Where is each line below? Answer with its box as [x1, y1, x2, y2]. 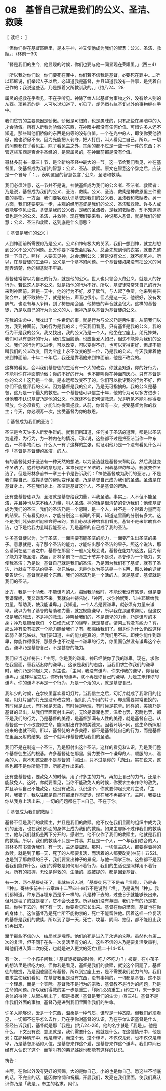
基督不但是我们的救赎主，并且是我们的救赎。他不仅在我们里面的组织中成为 [5, 819, 157, 825]
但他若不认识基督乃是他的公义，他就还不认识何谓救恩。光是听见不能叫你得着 [5, 396, 161, 402]
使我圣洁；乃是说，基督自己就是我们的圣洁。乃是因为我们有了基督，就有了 [5, 560, 157, 566]
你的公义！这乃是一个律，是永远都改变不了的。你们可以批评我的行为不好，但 [5, 377, 161, 383]
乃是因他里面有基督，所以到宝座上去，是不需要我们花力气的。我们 [26, 968, 161, 974]
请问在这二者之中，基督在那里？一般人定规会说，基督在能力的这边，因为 [9, 547, 157, 553]
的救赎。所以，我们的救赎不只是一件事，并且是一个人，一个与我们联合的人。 [5, 837, 161, 843]
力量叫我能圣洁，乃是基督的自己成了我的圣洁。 [35, 524, 131, 530]
